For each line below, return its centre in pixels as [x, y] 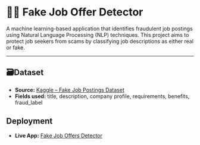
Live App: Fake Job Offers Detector [59, 135]
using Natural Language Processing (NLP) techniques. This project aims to [98, 34]
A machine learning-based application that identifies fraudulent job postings [100, 29]
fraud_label [29, 102]
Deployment [29, 121]
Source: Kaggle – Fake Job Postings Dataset [70, 90]
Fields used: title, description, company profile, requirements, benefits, [102, 96]
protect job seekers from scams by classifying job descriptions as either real [100, 41]
